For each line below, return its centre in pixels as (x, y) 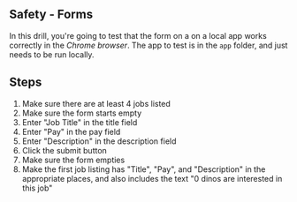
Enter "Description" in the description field (99, 141)
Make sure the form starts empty (82, 113)
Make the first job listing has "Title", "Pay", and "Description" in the (144, 169)
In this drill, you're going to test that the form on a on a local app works (138, 35)
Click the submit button (65, 150)
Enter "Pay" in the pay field (71, 131)
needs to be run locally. (52, 54)
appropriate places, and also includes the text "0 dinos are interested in (152, 178)
